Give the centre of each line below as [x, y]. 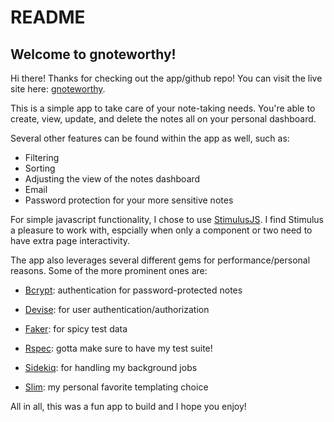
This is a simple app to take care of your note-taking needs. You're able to [163, 108]
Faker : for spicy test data [76, 329]
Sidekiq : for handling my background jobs [111, 367]
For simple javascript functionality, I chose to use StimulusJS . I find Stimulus [167, 219]
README [48, 17]
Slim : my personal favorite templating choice [116, 387]
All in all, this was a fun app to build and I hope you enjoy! [128, 406]
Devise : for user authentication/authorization [117, 309]
